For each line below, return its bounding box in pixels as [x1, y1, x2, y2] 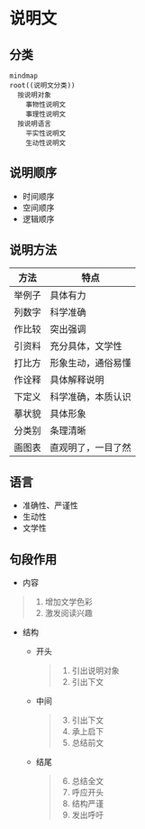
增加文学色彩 [44, 596, 93, 607]
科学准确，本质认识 [50, 390, 132, 402]
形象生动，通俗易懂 [50, 356, 132, 369]
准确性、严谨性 [22, 500, 78, 511]
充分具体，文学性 [50, 339, 123, 352]
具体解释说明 [50, 373, 105, 386]
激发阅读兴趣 [44, 608, 93, 619]
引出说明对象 [71, 665, 120, 677]
